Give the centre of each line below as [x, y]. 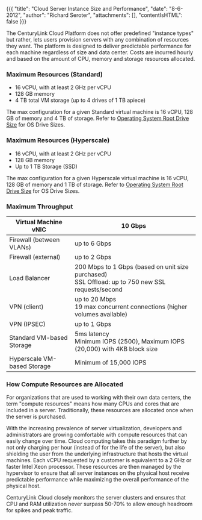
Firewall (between [35, 239]
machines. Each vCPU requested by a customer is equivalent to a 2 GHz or [99, 460]
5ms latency [92, 334]
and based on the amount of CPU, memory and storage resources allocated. [101, 59]
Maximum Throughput [40, 206]
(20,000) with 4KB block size [116, 349]
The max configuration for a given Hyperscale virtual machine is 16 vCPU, [98, 178]
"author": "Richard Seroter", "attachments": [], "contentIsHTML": [103, 15]
